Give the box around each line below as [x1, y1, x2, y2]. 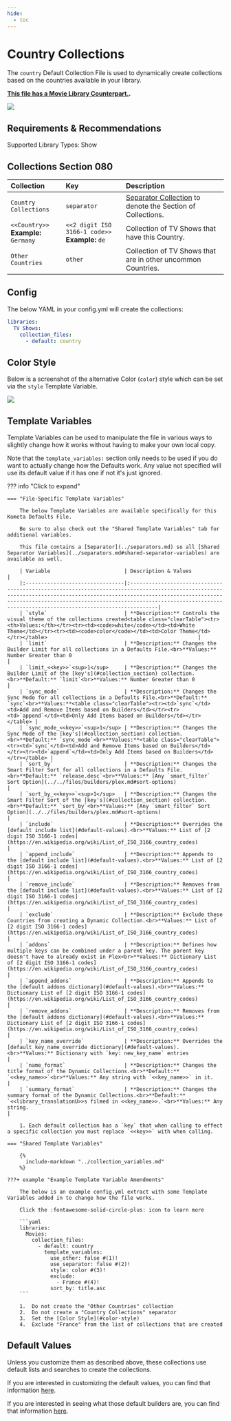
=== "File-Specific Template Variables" [7, 495, 125, 502]
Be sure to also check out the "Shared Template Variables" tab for [19, 526, 220, 532]
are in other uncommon [126, 255, 201, 265]
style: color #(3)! [50, 1267, 107, 1274]
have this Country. [126, 232, 186, 242]
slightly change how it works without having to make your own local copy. [7, 441, 217, 448]
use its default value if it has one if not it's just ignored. [7, 469, 163, 477]
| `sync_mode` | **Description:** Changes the [19, 688, 217, 695]
